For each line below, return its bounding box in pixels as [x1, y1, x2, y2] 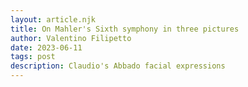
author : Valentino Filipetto [10, 33, 132, 43]
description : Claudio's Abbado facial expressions [10, 61, 226, 71]
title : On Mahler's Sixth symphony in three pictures [10, 24, 240, 34]
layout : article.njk [10, 14, 97, 25]
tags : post [10, 52, 56, 62]
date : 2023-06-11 [10, 42, 83, 53]
